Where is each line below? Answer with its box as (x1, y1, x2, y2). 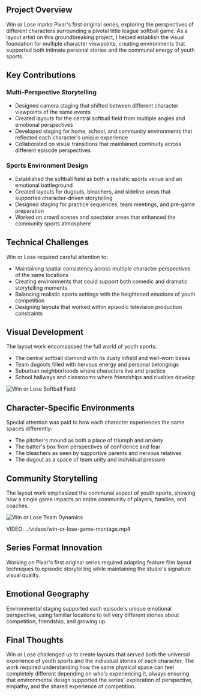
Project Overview (6, 5, 73, 15)
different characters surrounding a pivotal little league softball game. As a (6, 27, 188, 34)
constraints (14, 310, 43, 317)
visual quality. (6, 571, 40, 579)
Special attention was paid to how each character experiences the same (6, 419, 185, 426)
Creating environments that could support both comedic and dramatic (14, 278, 188, 285)
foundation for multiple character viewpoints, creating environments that (6, 40, 185, 47)
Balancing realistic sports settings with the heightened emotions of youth (14, 290, 196, 298)
